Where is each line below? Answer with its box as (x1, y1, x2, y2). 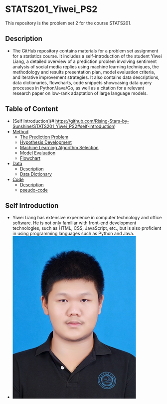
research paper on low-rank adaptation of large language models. (12, 90, 148, 96)
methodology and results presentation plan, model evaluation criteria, (12, 69, 156, 75)
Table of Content (5, 105, 58, 113)
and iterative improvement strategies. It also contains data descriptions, (12, 74, 160, 80)
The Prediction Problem (19, 134, 69, 140)
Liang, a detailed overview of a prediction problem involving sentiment (12, 58, 157, 64)
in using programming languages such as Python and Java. (12, 231, 135, 237)
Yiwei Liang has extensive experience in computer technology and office (12, 215, 162, 221)
